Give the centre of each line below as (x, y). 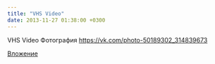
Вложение (23, 54)
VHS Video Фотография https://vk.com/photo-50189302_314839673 (107, 40)
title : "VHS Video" (36, 14)
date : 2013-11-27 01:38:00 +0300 (56, 20)
